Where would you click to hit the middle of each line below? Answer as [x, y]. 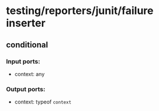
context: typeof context [43, 102]
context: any [30, 74]
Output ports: [26, 89]
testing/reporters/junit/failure [80, 11]
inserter [26, 23]
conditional [27, 45]
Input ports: [23, 61]
